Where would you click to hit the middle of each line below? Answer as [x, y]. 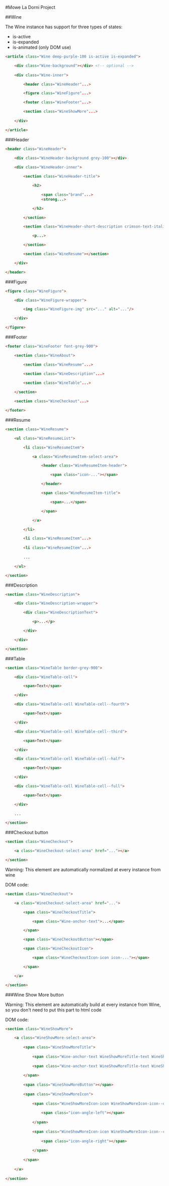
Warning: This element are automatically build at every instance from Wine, [83, 1004]
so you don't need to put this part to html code [53, 1010]
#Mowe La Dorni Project [30, 7]
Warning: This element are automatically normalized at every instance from [83, 869]
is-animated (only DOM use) [42, 47]
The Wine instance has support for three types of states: [64, 27]
